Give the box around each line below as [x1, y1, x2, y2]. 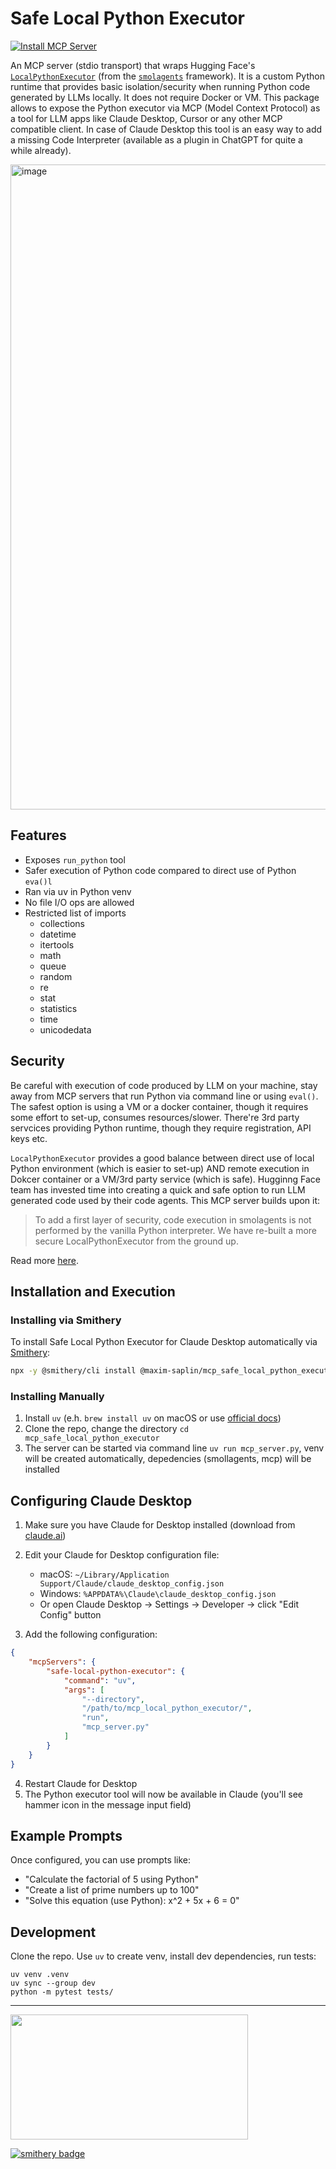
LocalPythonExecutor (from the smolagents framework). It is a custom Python [10, 70, 325, 82]
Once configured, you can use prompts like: [10, 1854, 192, 1866]
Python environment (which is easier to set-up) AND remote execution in [10, 1162, 310, 1174]
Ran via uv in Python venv [24, 885, 132, 897]
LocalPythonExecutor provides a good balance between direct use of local [10, 1152, 315, 1164]
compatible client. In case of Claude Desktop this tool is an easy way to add [10, 123, 323, 135]
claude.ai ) [24, 1530, 67, 1542]
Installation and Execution [10, 1283, 176, 1300]
